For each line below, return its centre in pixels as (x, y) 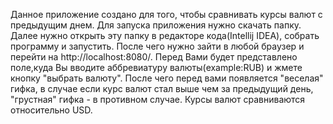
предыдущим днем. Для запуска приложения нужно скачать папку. (156, 25)
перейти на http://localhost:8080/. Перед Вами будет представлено (154, 57)
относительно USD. (51, 110)
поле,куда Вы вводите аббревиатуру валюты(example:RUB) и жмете (156, 67)
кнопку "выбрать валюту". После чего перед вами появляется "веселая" (167, 78)
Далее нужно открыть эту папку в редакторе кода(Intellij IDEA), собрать (165, 35)
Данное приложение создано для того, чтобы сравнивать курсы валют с (166, 14)
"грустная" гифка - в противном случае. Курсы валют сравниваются (158, 99)
